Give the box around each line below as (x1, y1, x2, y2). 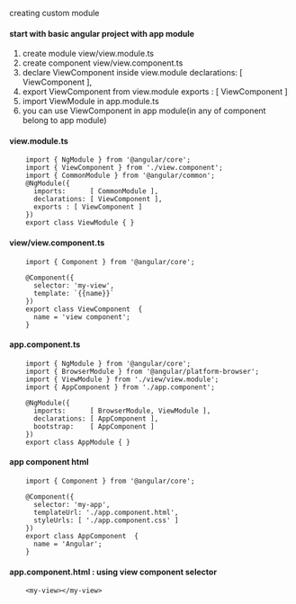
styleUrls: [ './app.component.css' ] (32, 516, 179, 525)
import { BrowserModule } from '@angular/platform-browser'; (25, 367, 259, 376)
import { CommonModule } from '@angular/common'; (25, 171, 216, 181)
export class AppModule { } (25, 438, 130, 447)
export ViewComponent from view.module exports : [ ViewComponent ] (22, 86, 288, 97)
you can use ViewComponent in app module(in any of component (22, 105, 266, 116)
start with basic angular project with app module (9, 28, 195, 39)
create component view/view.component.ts (22, 58, 184, 68)
